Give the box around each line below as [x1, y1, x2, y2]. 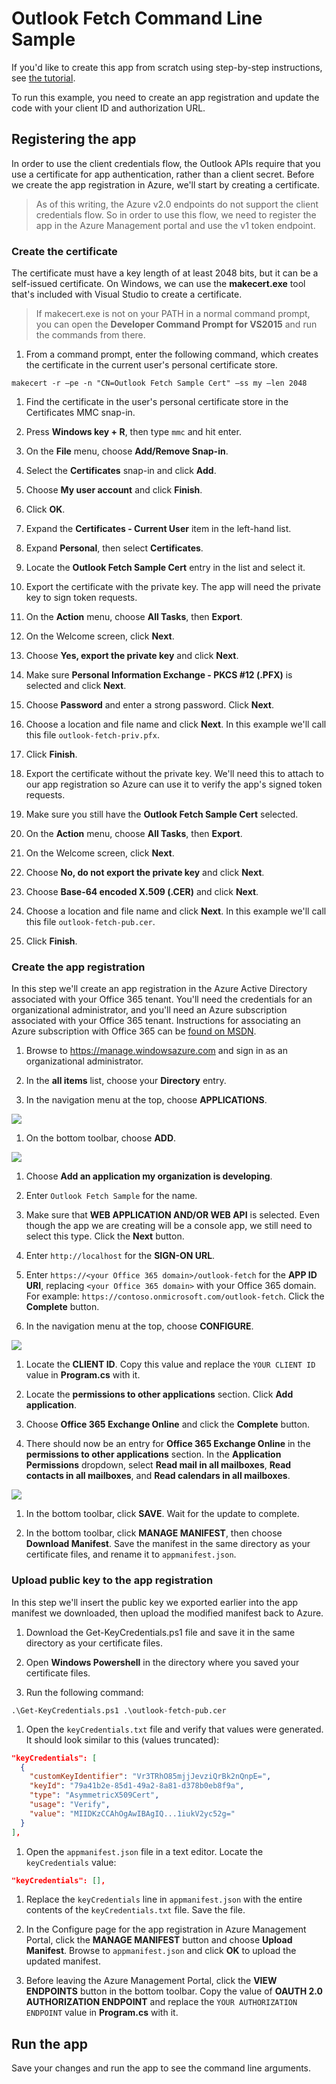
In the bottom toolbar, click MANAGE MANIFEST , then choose [25, 1527, 283, 1539]
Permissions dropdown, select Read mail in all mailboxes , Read [25, 1459, 292, 1471]
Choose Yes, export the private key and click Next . [25, 650, 239, 662]
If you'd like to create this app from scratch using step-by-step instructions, [11, 61, 323, 73]
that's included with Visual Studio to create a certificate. [11, 288, 243, 301]
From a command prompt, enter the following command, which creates [25, 348, 319, 361]
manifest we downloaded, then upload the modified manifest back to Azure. [11, 1607, 324, 1619]
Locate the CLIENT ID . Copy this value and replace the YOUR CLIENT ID [25, 1358, 316, 1371]
